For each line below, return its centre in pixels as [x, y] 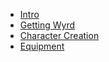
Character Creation [59, 35]
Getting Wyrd [47, 25]
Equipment [42, 46]
